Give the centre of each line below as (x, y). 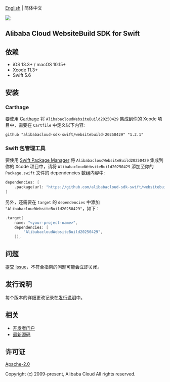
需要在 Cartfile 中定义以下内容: (52, 125)
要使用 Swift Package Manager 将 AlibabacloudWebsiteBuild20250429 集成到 (84, 160)
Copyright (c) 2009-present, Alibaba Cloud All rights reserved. (70, 374)
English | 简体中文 (24, 8)
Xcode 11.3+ (25, 70)
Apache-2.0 (18, 364)
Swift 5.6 (22, 75)
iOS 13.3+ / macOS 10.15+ (39, 65)
